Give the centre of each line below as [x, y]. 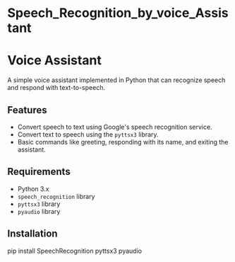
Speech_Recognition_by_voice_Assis [118, 13]
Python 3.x [33, 188]
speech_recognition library [56, 196]
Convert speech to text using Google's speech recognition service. [115, 127]
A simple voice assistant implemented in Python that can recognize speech [116, 80]
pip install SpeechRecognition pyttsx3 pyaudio [75, 251]
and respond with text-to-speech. [56, 88]
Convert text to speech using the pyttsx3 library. [88, 134]
